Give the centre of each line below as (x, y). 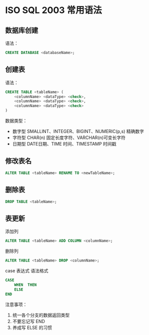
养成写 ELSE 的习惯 (32, 327)
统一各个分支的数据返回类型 (41, 315)
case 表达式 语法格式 (27, 271)
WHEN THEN (25, 285)
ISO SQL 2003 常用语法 (54, 10)
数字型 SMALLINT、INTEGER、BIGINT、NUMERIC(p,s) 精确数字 (78, 131)
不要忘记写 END (28, 321)
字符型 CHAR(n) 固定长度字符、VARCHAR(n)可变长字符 (69, 137)
